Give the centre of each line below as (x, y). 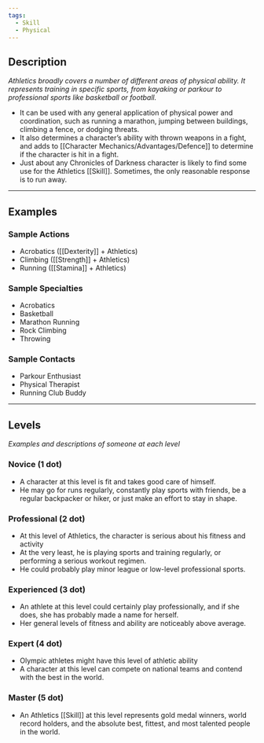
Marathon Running (49, 322)
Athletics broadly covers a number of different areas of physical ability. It (127, 81)
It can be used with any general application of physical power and (126, 113)
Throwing (35, 339)
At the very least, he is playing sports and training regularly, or (120, 552)
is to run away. (43, 180)
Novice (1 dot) (35, 465)
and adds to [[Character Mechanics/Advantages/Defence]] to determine (136, 146)
